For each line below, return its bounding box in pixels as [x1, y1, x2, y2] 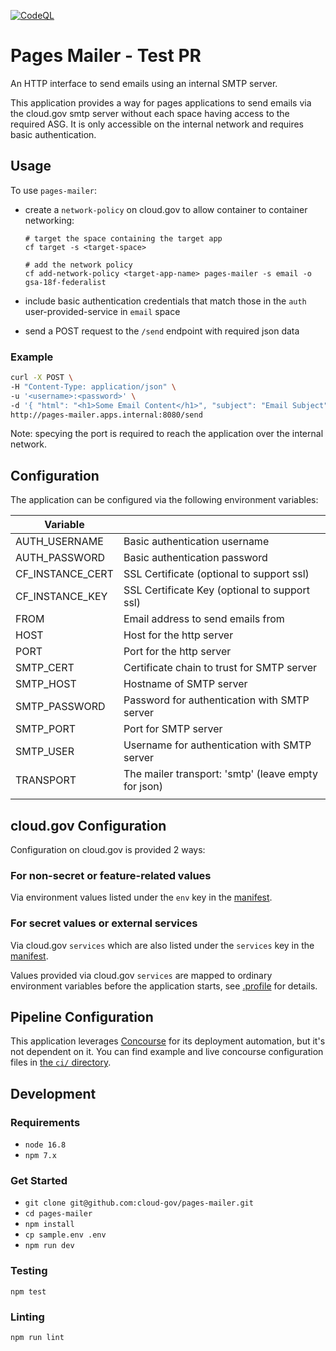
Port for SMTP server [123, 722, 223, 736]
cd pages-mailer [24, 1209, 93, 1219]
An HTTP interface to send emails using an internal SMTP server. [10, 77, 278, 89]
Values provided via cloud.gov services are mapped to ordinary [10, 969, 273, 981]
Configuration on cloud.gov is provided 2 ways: [10, 844, 206, 856]
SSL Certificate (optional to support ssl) [123, 567, 310, 581]
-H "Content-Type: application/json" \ [10, 381, 177, 392]
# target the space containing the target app [24, 233, 223, 244]
